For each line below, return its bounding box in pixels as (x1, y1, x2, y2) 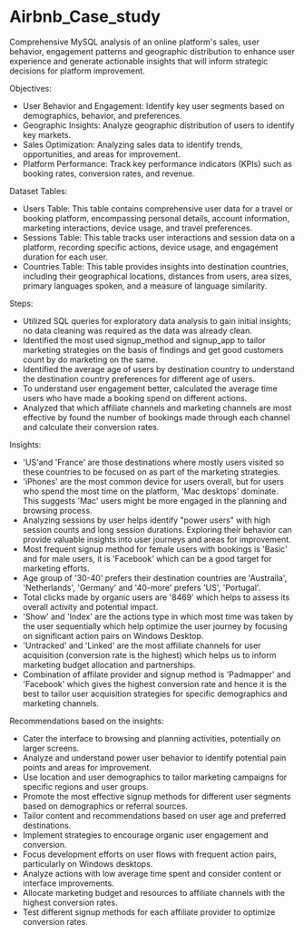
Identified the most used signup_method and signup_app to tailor (22, 334, 266, 346)
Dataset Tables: (9, 185, 68, 196)
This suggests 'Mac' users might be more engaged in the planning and (22, 495, 288, 506)
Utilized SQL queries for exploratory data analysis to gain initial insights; (22, 315, 292, 326)
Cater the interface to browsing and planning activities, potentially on (22, 732, 281, 743)
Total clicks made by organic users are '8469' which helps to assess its (22, 592, 290, 603)
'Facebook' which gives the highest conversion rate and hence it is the (22, 678, 288, 689)
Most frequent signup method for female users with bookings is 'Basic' (22, 543, 288, 555)
